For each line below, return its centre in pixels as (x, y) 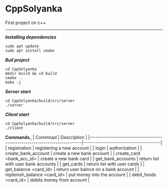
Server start (18, 91)
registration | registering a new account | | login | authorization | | (75, 148)
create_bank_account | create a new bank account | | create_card (73, 153)
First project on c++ (26, 23)
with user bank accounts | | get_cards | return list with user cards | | (75, 164)
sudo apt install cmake (30, 51)
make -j (13, 82)
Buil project (17, 60)
